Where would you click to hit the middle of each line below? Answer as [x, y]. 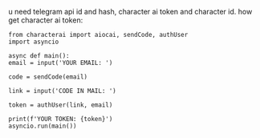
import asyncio [34, 42]
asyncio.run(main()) [43, 126]
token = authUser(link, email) [61, 105]
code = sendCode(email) [48, 77]
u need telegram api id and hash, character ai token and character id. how [130, 12]
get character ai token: [46, 20]
